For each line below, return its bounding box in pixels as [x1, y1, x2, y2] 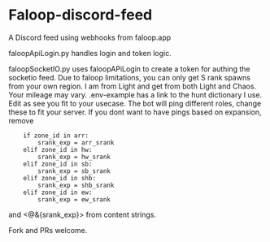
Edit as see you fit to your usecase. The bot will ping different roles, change [8, 98, 262, 108]
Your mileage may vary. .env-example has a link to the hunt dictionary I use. [8, 89, 263, 99]
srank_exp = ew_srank [37, 195, 111, 204]
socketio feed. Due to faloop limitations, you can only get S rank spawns [8, 72, 250, 82]
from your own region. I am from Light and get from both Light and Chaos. [8, 81, 257, 91]
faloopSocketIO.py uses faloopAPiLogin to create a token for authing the [8, 63, 250, 74]
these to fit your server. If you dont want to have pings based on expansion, [8, 107, 262, 117]
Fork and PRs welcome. [8, 225, 88, 235]
